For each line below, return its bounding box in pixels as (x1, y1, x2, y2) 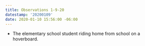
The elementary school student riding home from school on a (12, 31, 140, 37)
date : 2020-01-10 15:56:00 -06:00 (5, 17, 78, 22)
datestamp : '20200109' (5, 12, 53, 17)
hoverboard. (12, 36, 39, 42)
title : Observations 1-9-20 (5, 7, 65, 13)
